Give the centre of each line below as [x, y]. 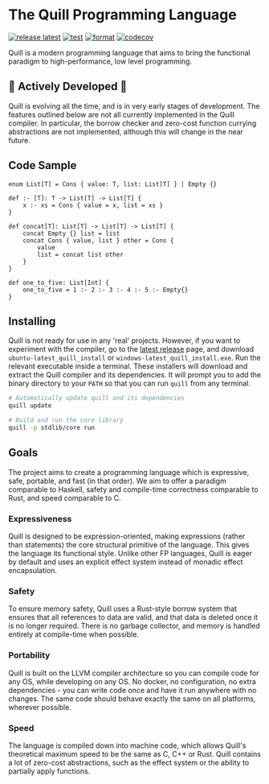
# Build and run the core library [66, 420]
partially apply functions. [49, 771]
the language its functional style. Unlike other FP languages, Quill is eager [130, 553]
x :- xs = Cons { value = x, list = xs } [93, 205]
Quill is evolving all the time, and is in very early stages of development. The [134, 105]
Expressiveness [40, 518]
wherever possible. [40, 707]
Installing [32, 321]
